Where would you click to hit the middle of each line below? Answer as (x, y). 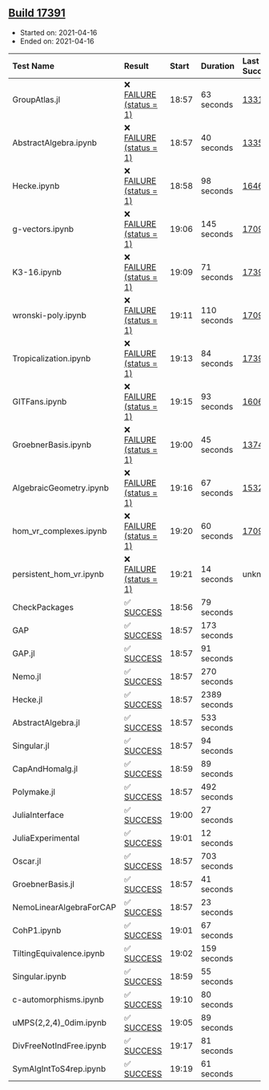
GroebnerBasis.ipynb (52, 445)
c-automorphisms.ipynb (58, 999)
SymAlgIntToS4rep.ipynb (59, 1068)
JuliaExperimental (46, 838)
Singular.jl (31, 746)
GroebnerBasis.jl (43, 884)
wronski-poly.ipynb (49, 315)
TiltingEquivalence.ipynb (59, 953)
